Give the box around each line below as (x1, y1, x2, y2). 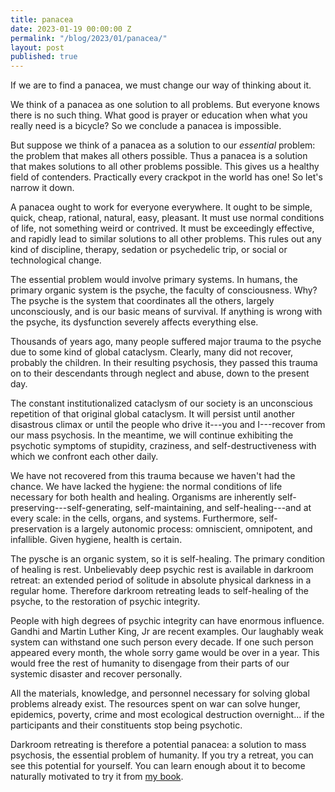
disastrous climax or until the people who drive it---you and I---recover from (10, 419, 326, 431)
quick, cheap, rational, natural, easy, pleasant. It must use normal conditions (10, 212, 325, 224)
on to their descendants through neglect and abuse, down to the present (10, 367, 310, 380)
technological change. (10, 254, 102, 266)
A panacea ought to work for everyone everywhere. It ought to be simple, (10, 201, 313, 213)
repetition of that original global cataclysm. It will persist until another (10, 408, 295, 420)
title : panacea (10, 14, 74, 25)
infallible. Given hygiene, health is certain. (10, 534, 183, 546)
